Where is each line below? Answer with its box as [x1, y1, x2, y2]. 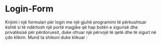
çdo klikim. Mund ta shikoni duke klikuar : [5, 34, 88, 40]
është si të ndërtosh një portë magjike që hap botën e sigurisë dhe [5, 24, 138, 30]
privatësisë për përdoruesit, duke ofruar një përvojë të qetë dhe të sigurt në [5, 29, 157, 35]
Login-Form [5, 3, 54, 14]
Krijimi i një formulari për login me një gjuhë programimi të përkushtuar [5, 19, 147, 25]
